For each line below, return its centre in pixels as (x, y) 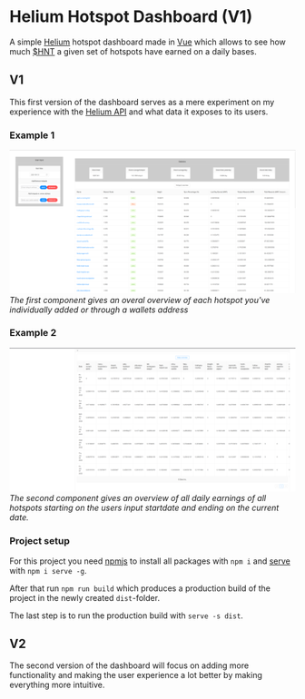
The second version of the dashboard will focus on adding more (129, 665)
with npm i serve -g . (48, 570)
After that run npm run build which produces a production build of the (140, 588)
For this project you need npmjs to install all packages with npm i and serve (150, 561)
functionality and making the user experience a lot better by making (136, 675)
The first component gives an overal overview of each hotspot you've (140, 300)
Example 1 (32, 135)
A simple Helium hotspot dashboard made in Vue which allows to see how (148, 42)
